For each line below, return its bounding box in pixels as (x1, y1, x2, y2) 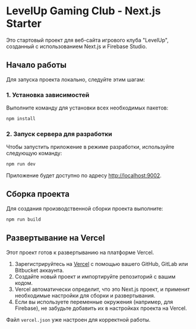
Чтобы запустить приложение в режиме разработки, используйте (6, 143, 175, 151)
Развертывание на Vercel (6, 233, 105, 243)
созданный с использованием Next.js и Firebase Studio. (6, 43, 147, 50)
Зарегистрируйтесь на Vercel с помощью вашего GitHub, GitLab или (14, 260, 188, 267)
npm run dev (6, 161, 36, 167)
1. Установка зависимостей (6, 90, 90, 99)
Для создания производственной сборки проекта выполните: (6, 205, 163, 212)
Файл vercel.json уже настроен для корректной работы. (6, 316, 151, 323)
